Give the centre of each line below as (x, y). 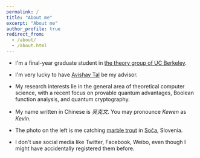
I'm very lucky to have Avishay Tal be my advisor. (76, 74)
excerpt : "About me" (32, 23)
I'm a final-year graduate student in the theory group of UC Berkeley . (101, 63)
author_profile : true (34, 29)
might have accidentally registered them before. (75, 148)
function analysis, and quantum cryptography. (72, 99)
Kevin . (23, 118)
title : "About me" (29, 18)
